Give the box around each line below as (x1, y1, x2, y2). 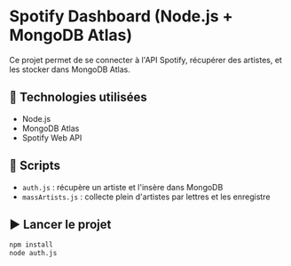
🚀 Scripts (9, 158, 60, 173)
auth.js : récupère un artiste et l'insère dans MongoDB (21, 181, 224, 192)
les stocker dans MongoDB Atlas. (9, 64, 131, 75)
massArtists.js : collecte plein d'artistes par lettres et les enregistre (21, 191, 271, 202)
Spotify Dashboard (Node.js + (9, 6, 233, 27)
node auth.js (9, 249, 58, 258)
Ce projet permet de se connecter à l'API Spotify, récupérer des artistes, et (9, 54, 282, 65)
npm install (9, 240, 53, 250)
